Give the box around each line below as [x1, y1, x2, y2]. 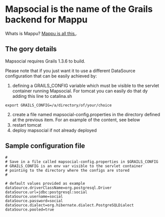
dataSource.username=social [5, 194, 63, 199]
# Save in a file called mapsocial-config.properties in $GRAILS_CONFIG [5, 159, 159, 164]
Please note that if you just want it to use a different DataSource [5, 68, 135, 73]
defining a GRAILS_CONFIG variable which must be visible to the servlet [12, 82, 160, 88]
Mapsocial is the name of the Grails [5, 3, 153, 15]
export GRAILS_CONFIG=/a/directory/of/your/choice [5, 103, 112, 108]
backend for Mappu [5, 14, 88, 25]
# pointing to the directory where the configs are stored [5, 168, 130, 173]
